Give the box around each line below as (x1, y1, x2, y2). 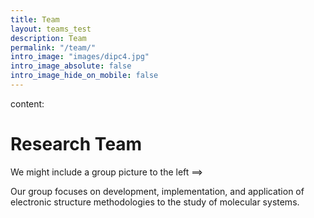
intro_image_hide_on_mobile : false (10, 71, 159, 81)
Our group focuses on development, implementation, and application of (10, 185, 305, 197)
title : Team (10, 14, 60, 25)
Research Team (10, 133, 143, 156)
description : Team (10, 33, 87, 43)
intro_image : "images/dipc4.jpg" (10, 52, 150, 62)
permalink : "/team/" (10, 42, 97, 53)
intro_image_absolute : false (10, 61, 132, 71)
